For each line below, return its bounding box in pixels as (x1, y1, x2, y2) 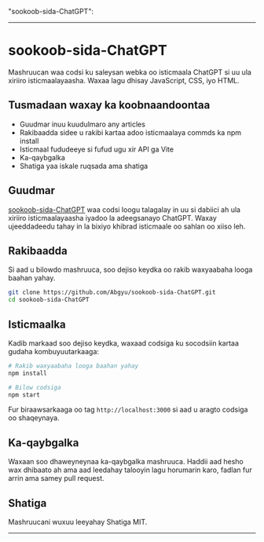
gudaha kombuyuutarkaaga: (8, 346, 100, 356)
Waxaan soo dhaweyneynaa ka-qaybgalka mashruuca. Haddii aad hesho (8, 457, 244, 467)
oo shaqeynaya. (8, 413, 60, 423)
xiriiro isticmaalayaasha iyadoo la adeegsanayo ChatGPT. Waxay (8, 213, 218, 222)
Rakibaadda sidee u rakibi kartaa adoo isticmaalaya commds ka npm (19, 127, 242, 137)
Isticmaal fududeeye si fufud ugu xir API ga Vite (19, 145, 174, 154)
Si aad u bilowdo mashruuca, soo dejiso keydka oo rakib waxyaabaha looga (8, 265, 253, 274)
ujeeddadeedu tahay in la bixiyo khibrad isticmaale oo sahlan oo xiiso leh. (8, 222, 246, 231)
